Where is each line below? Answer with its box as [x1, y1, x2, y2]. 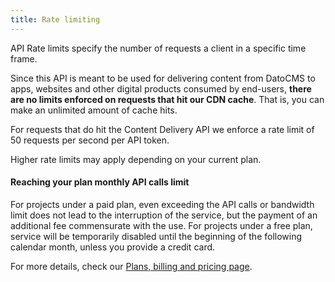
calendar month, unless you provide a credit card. [10, 241, 216, 253]
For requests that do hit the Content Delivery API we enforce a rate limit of [10, 123, 315, 135]
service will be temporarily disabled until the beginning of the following [10, 230, 303, 242]
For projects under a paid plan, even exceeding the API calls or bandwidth [10, 198, 315, 210]
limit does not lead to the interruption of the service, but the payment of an [10, 209, 318, 221]
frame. [10, 52, 38, 65]
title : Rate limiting [10, 14, 101, 25]
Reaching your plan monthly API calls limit [10, 176, 190, 188]
